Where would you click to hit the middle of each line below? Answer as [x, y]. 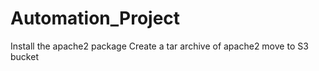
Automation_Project [95, 18]
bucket [24, 56]
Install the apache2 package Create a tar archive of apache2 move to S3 [159, 46]
